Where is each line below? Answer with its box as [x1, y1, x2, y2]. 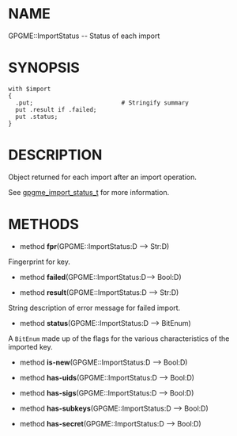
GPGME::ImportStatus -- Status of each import [8, 31, 160, 40]
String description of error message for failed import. [8, 303, 181, 312]
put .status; [15, 113, 58, 120]
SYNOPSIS [8, 59, 81, 77]
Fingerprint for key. [8, 257, 71, 266]
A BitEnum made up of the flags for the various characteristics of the [8, 334, 230, 343]
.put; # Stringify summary [15, 98, 190, 107]
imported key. [8, 342, 53, 351]
